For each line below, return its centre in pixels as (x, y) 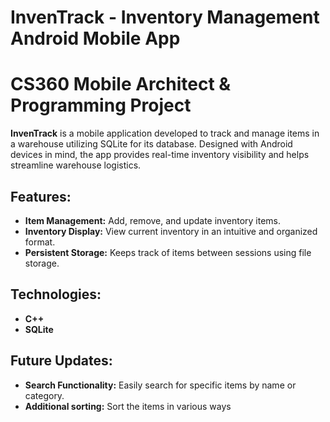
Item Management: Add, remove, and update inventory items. (152, 220)
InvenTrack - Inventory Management (165, 17)
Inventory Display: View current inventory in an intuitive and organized (171, 231)
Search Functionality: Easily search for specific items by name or (160, 385)
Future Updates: (61, 361)
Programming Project (101, 105)
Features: (41, 196)
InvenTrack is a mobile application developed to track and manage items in (165, 133)
